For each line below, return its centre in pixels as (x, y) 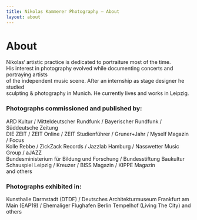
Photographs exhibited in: (44, 187)
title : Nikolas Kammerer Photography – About (63, 11)
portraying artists (27, 75)
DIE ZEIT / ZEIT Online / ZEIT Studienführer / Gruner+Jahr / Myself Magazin (98, 134)
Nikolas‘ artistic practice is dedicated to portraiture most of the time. (89, 62)
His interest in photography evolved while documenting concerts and (90, 69)
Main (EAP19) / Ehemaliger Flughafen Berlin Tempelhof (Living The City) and (98, 205)
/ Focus (15, 140)
